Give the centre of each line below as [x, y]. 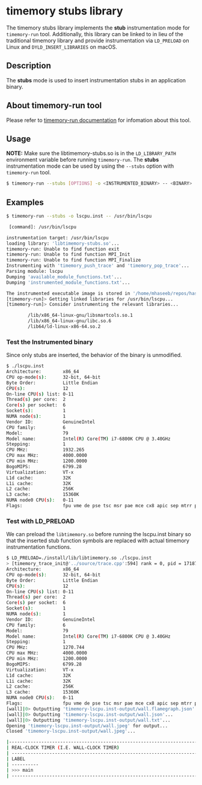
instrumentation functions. [39, 547]
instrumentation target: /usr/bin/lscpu [58, 238]
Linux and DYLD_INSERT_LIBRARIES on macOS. [62, 47]
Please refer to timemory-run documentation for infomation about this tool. [99, 120]
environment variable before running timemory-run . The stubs [83, 160]
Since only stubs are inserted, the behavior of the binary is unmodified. [94, 355]
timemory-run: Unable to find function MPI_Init [68, 255]
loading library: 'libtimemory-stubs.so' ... [63, 243]
